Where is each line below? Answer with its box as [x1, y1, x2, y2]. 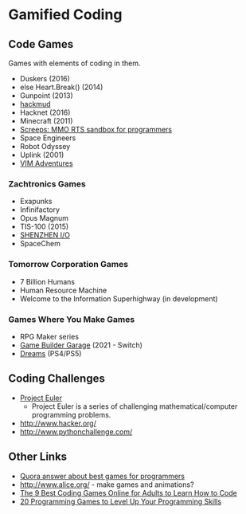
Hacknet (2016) [19, 108, 71, 117]
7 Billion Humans [19, 277, 76, 286]
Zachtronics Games [8, 178, 86, 189]
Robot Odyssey [19, 142, 71, 151]
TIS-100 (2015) [19, 222, 69, 232]
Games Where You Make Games [8, 313, 135, 324]
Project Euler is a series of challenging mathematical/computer [31, 401, 238, 411]
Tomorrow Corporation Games [8, 259, 129, 270]
